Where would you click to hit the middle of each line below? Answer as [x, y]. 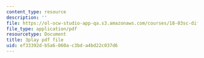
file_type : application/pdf [42, 29]
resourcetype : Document [36, 34]
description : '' [27, 18]
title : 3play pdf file [35, 40]
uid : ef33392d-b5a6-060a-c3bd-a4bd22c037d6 [62, 46]
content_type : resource [36, 12]
